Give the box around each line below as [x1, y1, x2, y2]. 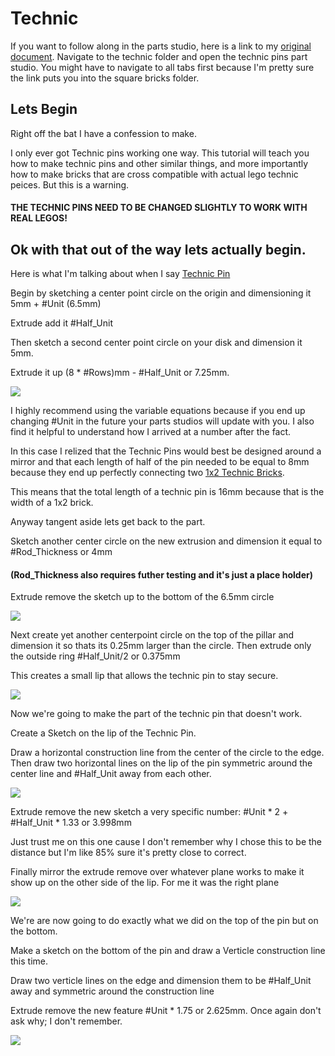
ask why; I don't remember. [10, 1015, 123, 1027]
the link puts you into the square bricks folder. [10, 72, 200, 84]
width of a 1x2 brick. [10, 497, 94, 509]
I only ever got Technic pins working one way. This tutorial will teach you [10, 147, 310, 159]
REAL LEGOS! [10, 212, 68, 224]
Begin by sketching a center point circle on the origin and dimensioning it [10, 287, 312, 299]
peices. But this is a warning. [10, 178, 130, 191]
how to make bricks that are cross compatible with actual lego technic [10, 168, 299, 180]
